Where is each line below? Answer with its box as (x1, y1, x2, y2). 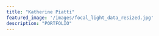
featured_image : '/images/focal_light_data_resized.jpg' (6, 15, 154, 21)
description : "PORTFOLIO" (6, 20, 72, 26)
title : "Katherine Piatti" (6, 9, 75, 15)
